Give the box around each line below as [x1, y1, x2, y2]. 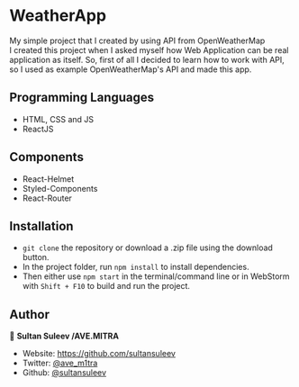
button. [22, 252, 50, 263]
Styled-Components [22, 183, 98, 193]
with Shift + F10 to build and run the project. [22, 281, 191, 292]
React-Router [22, 193, 72, 203]
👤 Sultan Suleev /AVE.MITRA [9, 330, 120, 342]
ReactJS [22, 123, 54, 134]
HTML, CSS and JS [22, 113, 95, 124]
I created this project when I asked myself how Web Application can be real [9, 44, 289, 55]
